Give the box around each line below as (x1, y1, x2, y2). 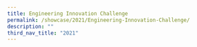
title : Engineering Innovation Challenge (7, 10, 129, 17)
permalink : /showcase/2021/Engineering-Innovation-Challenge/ (7, 17, 190, 23)
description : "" (7, 23, 54, 30)
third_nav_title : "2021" (7, 29, 79, 37)
